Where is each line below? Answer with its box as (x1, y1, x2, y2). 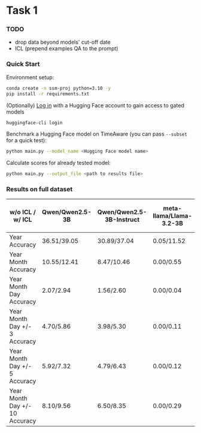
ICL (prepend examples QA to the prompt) (14, 45, 118, 52)
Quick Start (6, 60, 40, 68)
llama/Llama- (152, 212, 193, 220)
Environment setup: (6, 73, 54, 81)
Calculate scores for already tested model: (6, 160, 111, 167)
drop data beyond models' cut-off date (14, 38, 111, 46)
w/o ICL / (9, 208, 36, 217)
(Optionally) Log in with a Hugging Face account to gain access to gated (6, 101, 184, 109)
